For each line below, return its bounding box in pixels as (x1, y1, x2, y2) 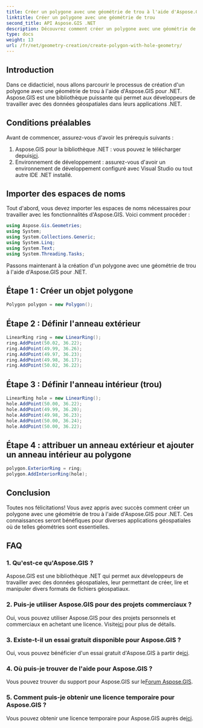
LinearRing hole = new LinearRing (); (6, 395, 101, 402)
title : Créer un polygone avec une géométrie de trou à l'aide (6, 8, 169, 15)
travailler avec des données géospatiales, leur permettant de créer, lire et (6, 579, 188, 586)
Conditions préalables (6, 118, 91, 128)
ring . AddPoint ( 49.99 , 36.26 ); (6, 346, 83, 352)
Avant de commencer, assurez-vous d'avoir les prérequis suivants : (6, 134, 174, 141)
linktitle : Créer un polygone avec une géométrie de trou (6, 14, 155, 21)
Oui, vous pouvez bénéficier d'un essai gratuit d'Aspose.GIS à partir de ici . (6, 649, 190, 657)
